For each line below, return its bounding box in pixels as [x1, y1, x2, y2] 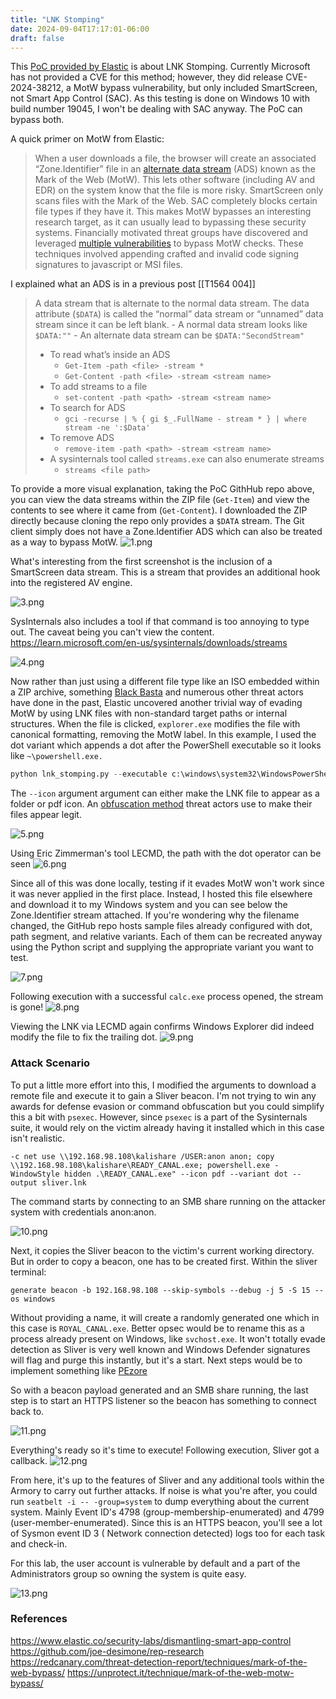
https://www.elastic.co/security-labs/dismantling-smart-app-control [10, 1634, 292, 1646]
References [10, 1612, 68, 1626]
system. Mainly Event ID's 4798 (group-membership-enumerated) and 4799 [10, 1506, 325, 1518]
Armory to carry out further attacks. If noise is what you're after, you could [10, 1484, 318, 1496]
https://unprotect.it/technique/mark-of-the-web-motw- [66, 1666, 295, 1678]
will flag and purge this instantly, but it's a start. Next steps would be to [10, 1354, 303, 1366]
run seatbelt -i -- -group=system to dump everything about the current [10, 1495, 310, 1507]
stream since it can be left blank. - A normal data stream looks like [34, 319, 308, 331]
